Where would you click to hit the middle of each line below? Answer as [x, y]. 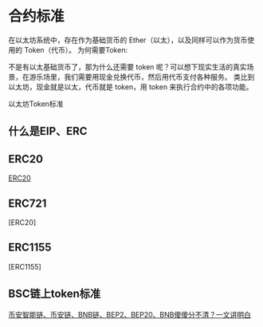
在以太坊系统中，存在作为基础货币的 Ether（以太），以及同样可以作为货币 [128, 40]
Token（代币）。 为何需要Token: [76, 49]
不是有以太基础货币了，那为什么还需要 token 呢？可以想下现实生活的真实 [128, 67]
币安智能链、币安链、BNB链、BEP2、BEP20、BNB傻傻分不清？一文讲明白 [130, 314]
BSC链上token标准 [55, 294]
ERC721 [27, 203]
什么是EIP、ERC [48, 131]
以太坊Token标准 [36, 104]
